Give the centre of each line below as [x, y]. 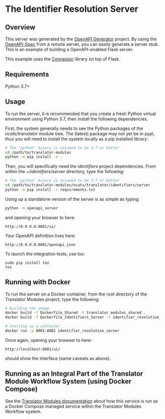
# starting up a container [33, 326]
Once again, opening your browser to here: [49, 340]
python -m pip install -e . [34, 157]
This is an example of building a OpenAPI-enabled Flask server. [69, 49]
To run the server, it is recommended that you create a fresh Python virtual [81, 114]
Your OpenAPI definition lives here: [41, 236]
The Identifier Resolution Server [72, 9]
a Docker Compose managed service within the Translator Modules [73, 406]
